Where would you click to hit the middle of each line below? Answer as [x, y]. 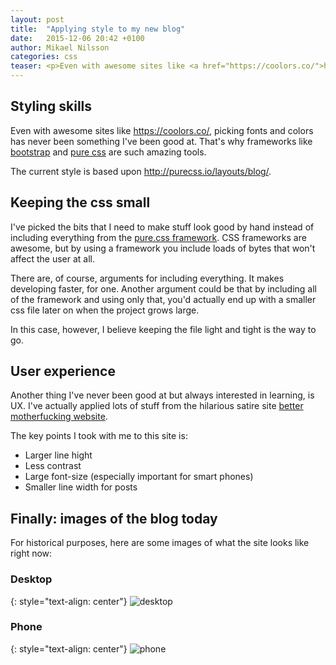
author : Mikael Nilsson [60, 47]
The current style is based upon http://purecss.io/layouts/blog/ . [141, 171]
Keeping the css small [80, 202]
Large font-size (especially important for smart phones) [139, 477]
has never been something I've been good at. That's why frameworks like [161, 141]
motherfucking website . [59, 417]
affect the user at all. [52, 258]
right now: [31, 553]
